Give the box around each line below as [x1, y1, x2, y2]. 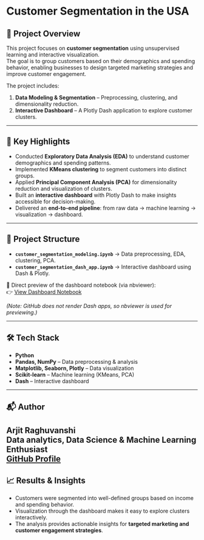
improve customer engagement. [6, 70, 87, 77]
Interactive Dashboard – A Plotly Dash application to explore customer [15, 107, 192, 114]
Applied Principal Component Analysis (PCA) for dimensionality [15, 178, 177, 186]
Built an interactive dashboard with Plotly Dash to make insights [15, 191, 177, 199]
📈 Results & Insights [6, 475, 86, 485]
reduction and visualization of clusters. [15, 185, 112, 192]
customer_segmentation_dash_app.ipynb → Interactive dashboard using [15, 263, 191, 270]
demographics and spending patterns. [15, 159, 111, 166]
